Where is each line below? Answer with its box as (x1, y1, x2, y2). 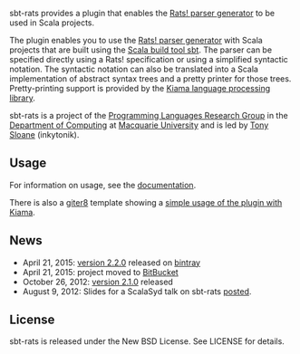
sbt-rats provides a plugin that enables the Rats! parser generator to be (9, 8, 275, 18)
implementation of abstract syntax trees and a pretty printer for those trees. (9, 73, 292, 84)
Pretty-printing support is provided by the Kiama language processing (9, 83, 271, 93)
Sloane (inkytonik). (9, 129, 80, 139)
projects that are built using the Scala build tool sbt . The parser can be (9, 44, 273, 55)
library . (9, 92, 36, 103)
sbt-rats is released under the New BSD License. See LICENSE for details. (9, 336, 285, 347)
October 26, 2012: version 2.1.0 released (22, 276, 174, 287)
